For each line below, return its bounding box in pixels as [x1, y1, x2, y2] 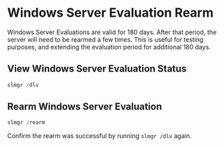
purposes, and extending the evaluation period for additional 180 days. [7, 42, 211, 51]
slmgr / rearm [7, 119, 45, 126]
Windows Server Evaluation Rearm [7, 5, 214, 21]
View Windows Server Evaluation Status [7, 63, 187, 75]
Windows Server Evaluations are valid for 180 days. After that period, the [7, 28, 217, 36]
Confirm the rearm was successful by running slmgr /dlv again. [7, 132, 192, 140]
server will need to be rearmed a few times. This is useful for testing [7, 35, 204, 43]
